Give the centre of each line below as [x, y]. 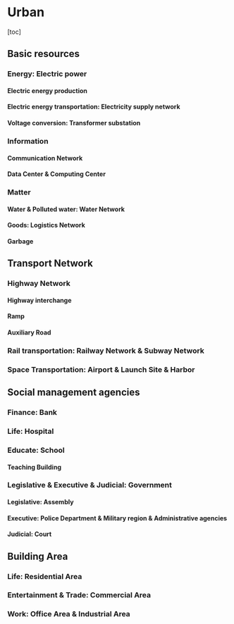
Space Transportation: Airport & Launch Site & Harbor [101, 369]
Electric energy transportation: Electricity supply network [94, 107]
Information [28, 141]
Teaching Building [35, 467]
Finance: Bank [32, 413]
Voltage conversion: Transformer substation [74, 123]
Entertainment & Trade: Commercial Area [79, 595]
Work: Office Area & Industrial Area [69, 614]
